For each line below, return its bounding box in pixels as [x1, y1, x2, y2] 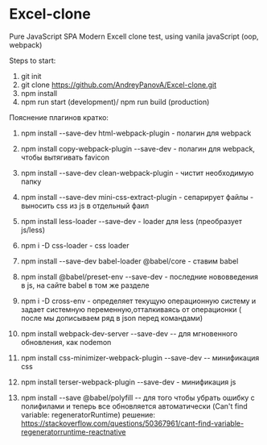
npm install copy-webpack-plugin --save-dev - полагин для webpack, [20, 143, 256, 153]
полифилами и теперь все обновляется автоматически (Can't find [20, 401, 248, 411]
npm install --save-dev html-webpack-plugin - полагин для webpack [20, 128, 252, 138]
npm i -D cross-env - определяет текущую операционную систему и [20, 296, 257, 306]
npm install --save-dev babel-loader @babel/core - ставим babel [20, 256, 239, 266]
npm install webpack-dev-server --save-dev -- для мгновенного [20, 328, 238, 339]
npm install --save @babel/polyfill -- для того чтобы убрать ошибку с [20, 393, 256, 402]
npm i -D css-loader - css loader [20, 240, 129, 250]
